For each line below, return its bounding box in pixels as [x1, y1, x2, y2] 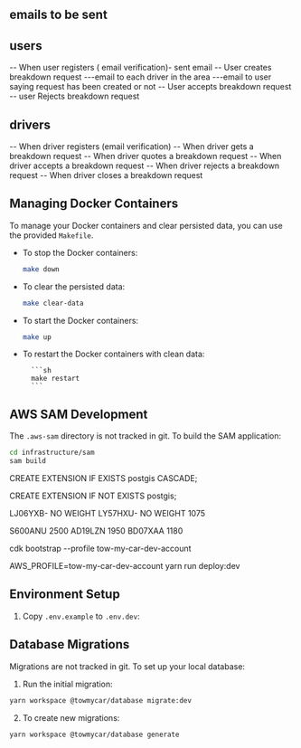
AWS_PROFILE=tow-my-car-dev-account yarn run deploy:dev [9, 561, 240, 572]
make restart [31, 374, 80, 383]
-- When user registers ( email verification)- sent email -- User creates [9, 62, 272, 73]
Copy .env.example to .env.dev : [22, 611, 140, 621]
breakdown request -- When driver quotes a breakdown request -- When [9, 151, 282, 162]
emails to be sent [9, 7, 108, 23]
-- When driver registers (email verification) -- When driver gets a [9, 141, 255, 152]
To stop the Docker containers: [22, 247, 138, 258]
